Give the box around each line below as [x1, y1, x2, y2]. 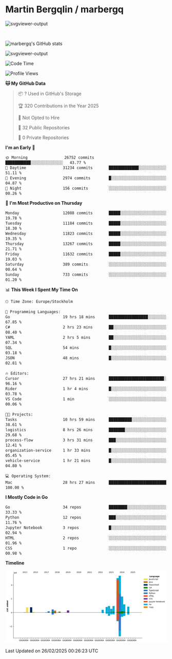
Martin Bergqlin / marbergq [5, 4, 124, 15]
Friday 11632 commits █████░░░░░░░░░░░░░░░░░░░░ [5, 251, 167, 257]
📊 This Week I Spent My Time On [5, 286, 78, 293]
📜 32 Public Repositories [17, 124, 70, 130]
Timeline [5, 559, 25, 566]
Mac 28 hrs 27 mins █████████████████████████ [5, 480, 167, 485]
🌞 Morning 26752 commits [5, 155, 94, 160]
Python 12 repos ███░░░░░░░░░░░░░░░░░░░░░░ [5, 515, 167, 520]
